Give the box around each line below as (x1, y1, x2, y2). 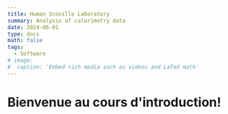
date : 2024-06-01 (7, 24, 59, 31)
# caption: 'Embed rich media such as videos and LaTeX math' (7, 63, 199, 71)
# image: (7, 57, 33, 64)
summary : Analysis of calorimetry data (7, 17, 126, 24)
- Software (14, 51, 46, 58)
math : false (7, 37, 43, 44)
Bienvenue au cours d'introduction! (7, 94, 222, 110)
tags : (7, 43, 24, 51)
